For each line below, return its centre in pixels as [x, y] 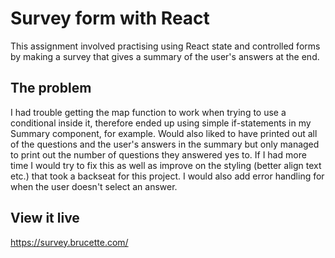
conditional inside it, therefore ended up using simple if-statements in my [161, 123]
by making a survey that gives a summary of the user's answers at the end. [165, 56]
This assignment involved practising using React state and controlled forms [165, 46]
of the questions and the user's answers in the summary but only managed [165, 144]
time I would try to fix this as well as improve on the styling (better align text [166, 165]
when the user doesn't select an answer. [94, 186]
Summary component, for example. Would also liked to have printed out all [164, 133]
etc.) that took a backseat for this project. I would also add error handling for [167, 176]
